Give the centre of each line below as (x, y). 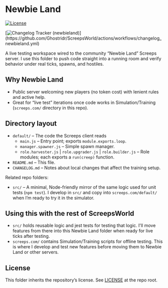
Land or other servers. (36, 252)
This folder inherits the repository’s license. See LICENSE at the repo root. (81, 280)
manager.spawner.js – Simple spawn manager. (67, 146)
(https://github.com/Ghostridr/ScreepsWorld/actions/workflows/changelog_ (83, 38)
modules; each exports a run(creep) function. (67, 157)
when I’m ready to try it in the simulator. (53, 198)
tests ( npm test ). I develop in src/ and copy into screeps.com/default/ (85, 192)
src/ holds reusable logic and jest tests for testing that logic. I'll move (84, 226)
